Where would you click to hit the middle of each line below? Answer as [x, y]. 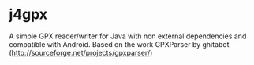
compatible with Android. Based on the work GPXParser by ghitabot [119, 44]
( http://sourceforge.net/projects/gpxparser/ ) [81, 52]
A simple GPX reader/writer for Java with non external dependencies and [128, 36]
